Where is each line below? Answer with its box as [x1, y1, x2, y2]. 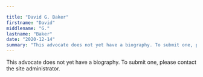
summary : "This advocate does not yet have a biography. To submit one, [6, 42, 193, 48]
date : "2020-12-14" [6, 37, 56, 43]
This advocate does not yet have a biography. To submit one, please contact [6, 58, 197, 66]
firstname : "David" [6, 19, 56, 26]
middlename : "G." [6, 25, 50, 31]
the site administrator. [6, 65, 60, 72]
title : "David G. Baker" [6, 14, 69, 20]
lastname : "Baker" [6, 31, 53, 37]
